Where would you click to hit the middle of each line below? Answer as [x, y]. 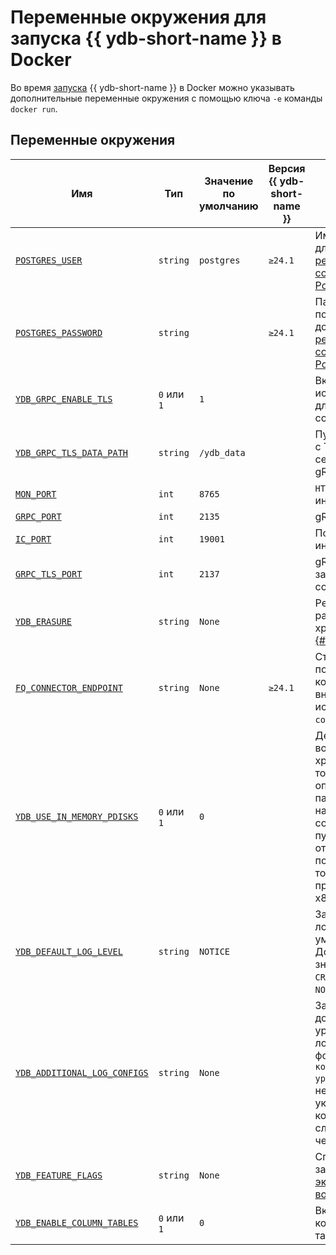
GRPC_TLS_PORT [49, 574]
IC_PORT [33, 539]
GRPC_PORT [38, 516]
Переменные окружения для [138, 17]
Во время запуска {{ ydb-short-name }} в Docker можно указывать [152, 87]
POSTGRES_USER [49, 260]
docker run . [34, 108]
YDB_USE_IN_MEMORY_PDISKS [77, 816]
